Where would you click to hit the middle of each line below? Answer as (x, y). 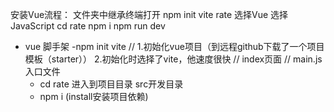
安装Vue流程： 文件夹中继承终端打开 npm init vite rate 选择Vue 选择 (149, 14)
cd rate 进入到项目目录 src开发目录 (111, 84)
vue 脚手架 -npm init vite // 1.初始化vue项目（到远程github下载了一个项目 (174, 46)
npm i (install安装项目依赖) (94, 96)
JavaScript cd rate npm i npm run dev (88, 26)
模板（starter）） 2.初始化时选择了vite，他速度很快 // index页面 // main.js (173, 59)
